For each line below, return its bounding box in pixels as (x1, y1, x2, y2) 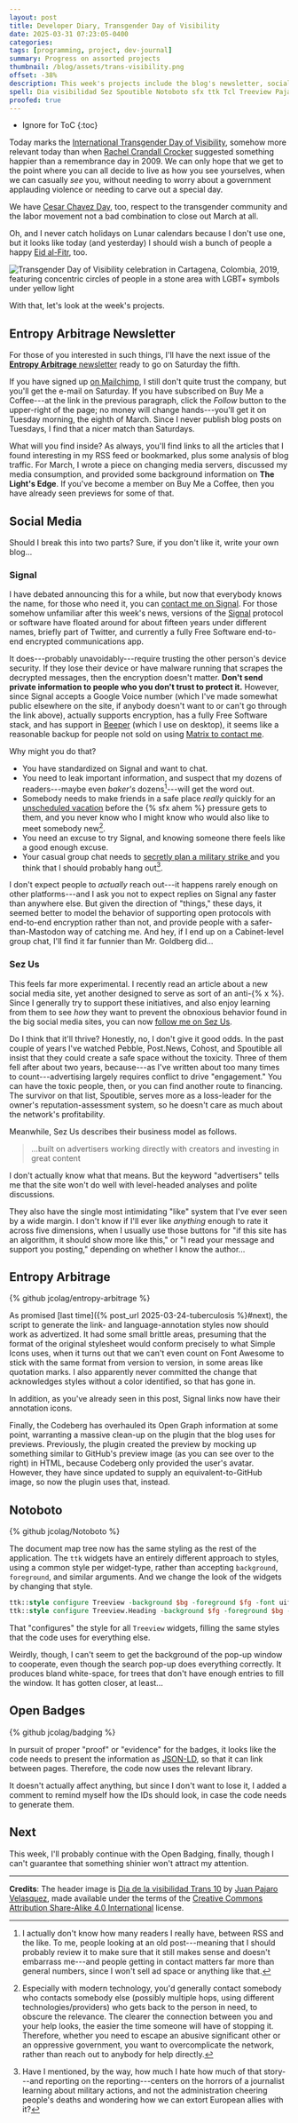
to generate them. (9, 1799, 74, 1809)
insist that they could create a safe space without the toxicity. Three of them (9, 1052, 287, 1062)
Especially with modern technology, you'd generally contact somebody (21, 1983, 282, 1993)
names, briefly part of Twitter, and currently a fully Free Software (9, 627, 247, 638)
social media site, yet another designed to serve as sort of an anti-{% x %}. (9, 988, 285, 998)
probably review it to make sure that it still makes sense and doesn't (21, 1946, 271, 1957)
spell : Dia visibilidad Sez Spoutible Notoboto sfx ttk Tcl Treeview (9, 87, 272, 96)
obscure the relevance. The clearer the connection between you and (21, 2011, 273, 2022)
